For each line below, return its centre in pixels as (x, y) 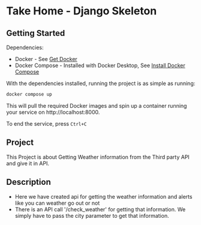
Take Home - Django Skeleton (82, 11)
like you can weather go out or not (57, 203)
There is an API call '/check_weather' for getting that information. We (100, 209)
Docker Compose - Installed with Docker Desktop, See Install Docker (100, 65)
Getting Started (36, 33)
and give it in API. (28, 163)
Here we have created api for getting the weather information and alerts (103, 196)
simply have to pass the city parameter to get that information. (92, 215)
